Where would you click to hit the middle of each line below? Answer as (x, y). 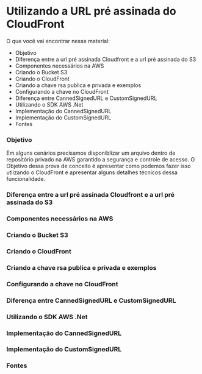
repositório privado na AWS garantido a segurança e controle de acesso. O (101, 160)
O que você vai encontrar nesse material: (58, 41)
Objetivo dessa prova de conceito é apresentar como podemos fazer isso (99, 166)
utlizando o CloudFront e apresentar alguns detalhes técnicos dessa (92, 172)
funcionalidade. (26, 179)
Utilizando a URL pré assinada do (91, 11)
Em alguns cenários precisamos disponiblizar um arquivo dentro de (91, 153)
